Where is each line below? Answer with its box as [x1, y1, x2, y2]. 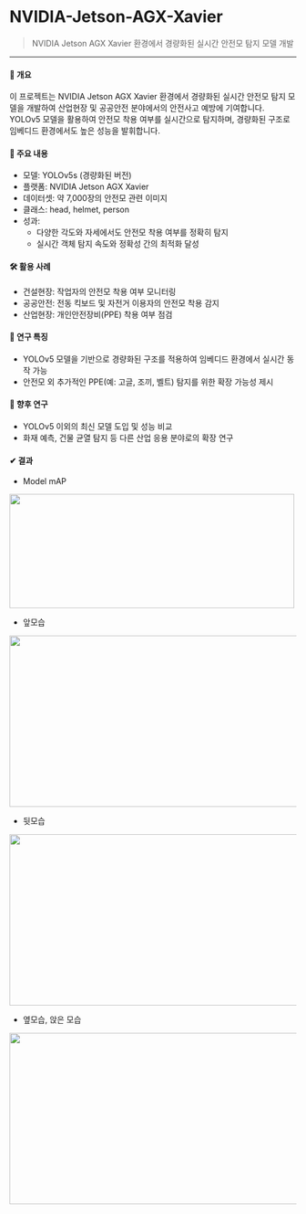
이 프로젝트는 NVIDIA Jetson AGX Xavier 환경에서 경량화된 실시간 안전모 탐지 [9, 91, 287, 102]
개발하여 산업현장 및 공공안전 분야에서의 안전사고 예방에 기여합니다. [25, 102, 265, 113]
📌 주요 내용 [9, 148, 48, 159]
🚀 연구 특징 [9, 332, 48, 343]
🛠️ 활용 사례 [9, 260, 51, 271]
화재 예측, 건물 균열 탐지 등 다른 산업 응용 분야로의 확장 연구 [22, 432, 234, 443]
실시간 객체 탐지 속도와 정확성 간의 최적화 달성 [36, 238, 199, 249]
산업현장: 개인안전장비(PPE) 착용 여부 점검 [22, 309, 173, 320]
